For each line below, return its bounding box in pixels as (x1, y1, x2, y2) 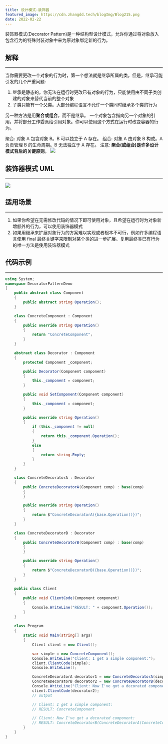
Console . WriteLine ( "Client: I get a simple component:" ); (31, 656, 155, 661)
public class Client (14, 586, 57, 592)
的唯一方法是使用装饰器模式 (12, 242, 70, 248)
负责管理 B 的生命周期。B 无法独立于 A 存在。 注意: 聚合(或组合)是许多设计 (5, 142, 159, 148)
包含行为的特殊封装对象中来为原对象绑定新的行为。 (5, 37, 110, 43)
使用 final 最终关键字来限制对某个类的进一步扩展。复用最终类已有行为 (16, 236, 160, 242)
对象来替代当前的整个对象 (21, 96, 74, 102)
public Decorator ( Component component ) (23, 369, 106, 374)
